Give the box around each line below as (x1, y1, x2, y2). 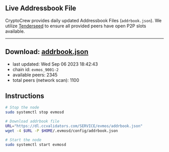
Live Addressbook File (5, 4, 76, 13)
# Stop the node (5, 105, 39, 110)
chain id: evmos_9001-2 (12, 66, 59, 72)
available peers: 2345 (12, 72, 58, 78)
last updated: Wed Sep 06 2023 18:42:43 (12, 61, 98, 67)
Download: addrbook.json (5, 47, 89, 56)
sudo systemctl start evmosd (5, 142, 66, 147)
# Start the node (5, 137, 42, 142)
